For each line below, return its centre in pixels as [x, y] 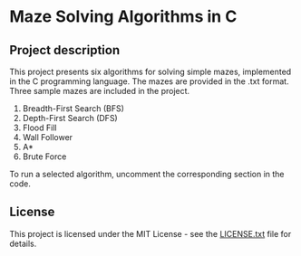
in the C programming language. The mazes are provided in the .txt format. [149, 81]
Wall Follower [48, 137]
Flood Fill [39, 128]
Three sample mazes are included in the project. [100, 91]
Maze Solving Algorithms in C [123, 17]
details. [23, 243]
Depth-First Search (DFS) [70, 118]
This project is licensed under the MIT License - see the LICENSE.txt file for [150, 233]
